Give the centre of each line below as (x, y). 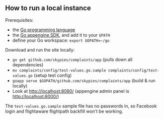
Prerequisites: (19, 20)
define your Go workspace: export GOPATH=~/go (61, 40)
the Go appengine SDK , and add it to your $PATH (61, 35)
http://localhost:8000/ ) (36, 96)
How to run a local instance (48, 8)
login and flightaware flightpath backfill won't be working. (64, 111)
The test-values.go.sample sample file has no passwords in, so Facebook (81, 106)
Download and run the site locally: (40, 50)
